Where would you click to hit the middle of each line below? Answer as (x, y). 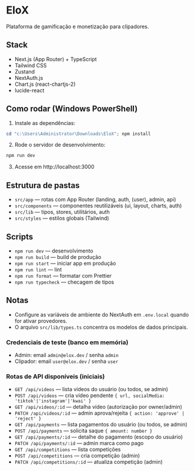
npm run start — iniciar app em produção (65, 263)
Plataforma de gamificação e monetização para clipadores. (78, 26)
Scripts (20, 236)
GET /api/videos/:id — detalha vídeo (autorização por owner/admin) (98, 407)
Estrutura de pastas (43, 185)
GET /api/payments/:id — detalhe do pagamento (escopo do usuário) (99, 437)
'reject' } (28, 419)
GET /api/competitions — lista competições (68, 449)
